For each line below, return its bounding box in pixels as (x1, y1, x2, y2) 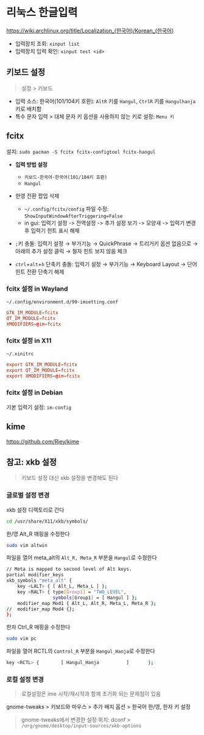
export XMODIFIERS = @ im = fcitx (6, 373, 80, 379)
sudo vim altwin (6, 542, 47, 548)
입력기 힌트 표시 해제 (30, 226, 80, 234)
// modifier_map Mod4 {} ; (6, 606, 75, 612)
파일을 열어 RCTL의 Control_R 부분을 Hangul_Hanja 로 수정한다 (6, 648, 155, 655)
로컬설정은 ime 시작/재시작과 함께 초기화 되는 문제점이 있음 (21, 690, 161, 698)
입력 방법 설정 (15, 161, 47, 168)
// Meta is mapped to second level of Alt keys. (6, 566, 132, 573)
